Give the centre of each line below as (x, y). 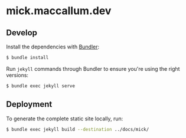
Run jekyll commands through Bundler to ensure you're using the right (93, 68)
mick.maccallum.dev (59, 11)
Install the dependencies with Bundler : (53, 47)
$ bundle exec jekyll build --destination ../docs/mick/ (78, 129)
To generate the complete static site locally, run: (65, 119)
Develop (22, 33)
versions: (17, 75)
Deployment (29, 104)
